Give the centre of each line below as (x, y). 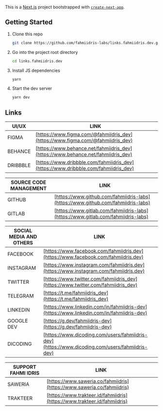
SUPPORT (24, 367)
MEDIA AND (23, 237)
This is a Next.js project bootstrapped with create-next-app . (65, 7)
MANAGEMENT (29, 188)
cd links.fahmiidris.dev (37, 61)
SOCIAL (23, 231)
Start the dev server (32, 88)
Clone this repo (27, 34)
